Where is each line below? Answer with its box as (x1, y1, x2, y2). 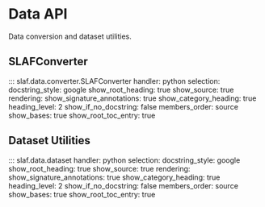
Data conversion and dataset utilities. (8, 31, 132, 41)
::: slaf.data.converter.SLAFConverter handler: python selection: (8, 76, 221, 85)
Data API (8, 5, 68, 23)
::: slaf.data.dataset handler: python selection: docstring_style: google (8, 155, 241, 165)
